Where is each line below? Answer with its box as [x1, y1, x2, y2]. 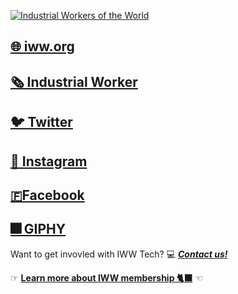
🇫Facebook [10, 186, 85, 204]
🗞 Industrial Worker [10, 73, 138, 90]
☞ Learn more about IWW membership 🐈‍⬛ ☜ [10, 271, 203, 284]
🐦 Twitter [10, 114, 73, 131]
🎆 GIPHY [10, 221, 67, 238]
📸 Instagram [10, 153, 88, 170]
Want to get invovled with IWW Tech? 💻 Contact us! [10, 248, 228, 260]
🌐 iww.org [10, 38, 75, 55]
